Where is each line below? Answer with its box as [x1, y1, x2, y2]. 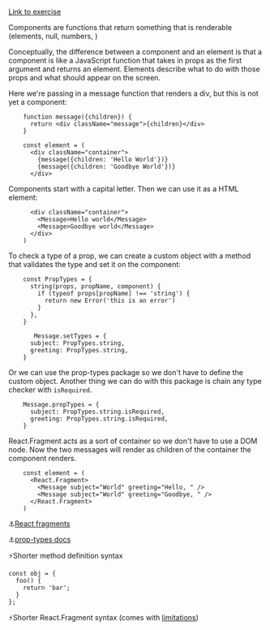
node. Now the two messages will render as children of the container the [8, 445, 251, 454]
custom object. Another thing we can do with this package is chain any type [8, 377, 262, 386]
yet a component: [8, 97, 67, 106]
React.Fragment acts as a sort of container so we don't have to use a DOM [8, 436, 258, 446]
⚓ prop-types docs [8, 535, 71, 544]
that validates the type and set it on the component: [8, 260, 181, 269]
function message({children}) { [23, 113, 132, 121]
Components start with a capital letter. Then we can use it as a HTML [8, 184, 239, 193]
